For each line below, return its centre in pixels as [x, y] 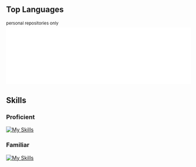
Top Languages [35, 10]
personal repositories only [32, 23]
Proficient [21, 117]
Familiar [18, 145]
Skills [16, 100]
